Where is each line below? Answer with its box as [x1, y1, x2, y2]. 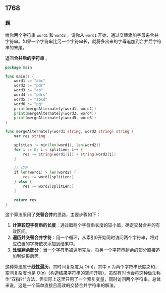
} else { [14, 179, 32, 184]
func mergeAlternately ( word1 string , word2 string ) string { [5, 129, 134, 134]
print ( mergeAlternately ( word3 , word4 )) [14, 111, 97, 116]
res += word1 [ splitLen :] [23, 175, 74, 180]
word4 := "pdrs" [14, 92, 48, 97]
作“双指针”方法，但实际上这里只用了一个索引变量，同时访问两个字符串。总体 [5, 276, 161, 282]
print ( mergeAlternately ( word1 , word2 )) [14, 106, 97, 111]
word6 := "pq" [14, 101, 43, 106]
